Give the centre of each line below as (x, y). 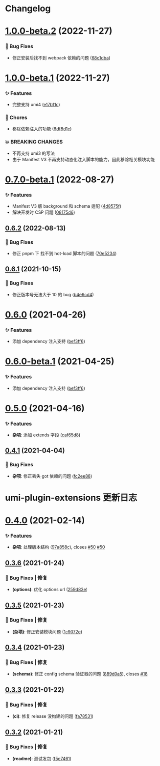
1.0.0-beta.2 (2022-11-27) (59, 31)
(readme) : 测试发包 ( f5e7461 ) (42, 758)
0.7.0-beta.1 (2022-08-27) (60, 179)
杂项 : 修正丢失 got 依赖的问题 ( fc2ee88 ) (52, 476)
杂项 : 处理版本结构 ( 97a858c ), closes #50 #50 (58, 547)
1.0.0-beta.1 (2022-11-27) (57, 78)
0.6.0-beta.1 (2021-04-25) (60, 361)
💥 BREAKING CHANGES (34, 142)
